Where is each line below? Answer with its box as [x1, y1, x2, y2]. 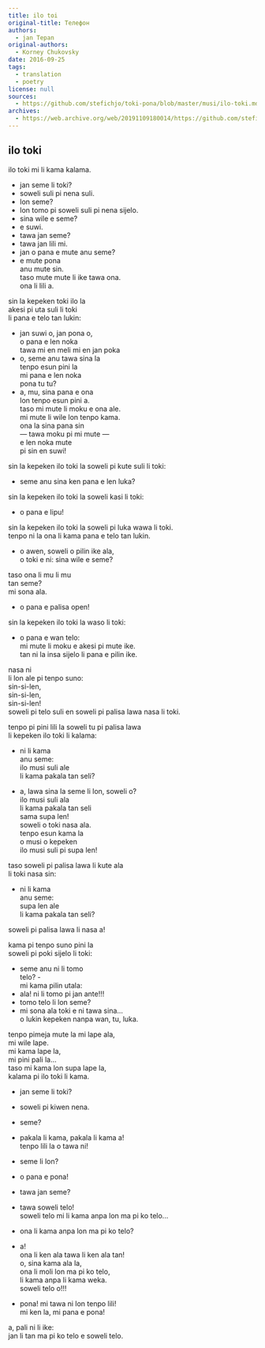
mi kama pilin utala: [19, 980, 83, 990]
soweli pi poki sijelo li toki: [8, 948, 93, 957]
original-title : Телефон [8, 19, 90, 27]
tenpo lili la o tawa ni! [19, 1141, 89, 1150]
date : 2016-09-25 [8, 56, 65, 64]
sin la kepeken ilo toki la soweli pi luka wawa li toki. [8, 523, 174, 532]
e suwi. [19, 222, 43, 232]
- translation [15, 70, 62, 78]
